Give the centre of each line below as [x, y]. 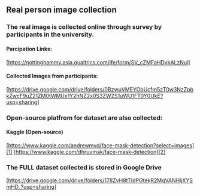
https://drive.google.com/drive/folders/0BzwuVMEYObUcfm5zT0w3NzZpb [101, 89]
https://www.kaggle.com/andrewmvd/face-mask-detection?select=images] [101, 145]
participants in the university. [50, 34]
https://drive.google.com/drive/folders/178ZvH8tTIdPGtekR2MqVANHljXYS [101, 180]
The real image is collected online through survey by [84, 27]
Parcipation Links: [29, 49]
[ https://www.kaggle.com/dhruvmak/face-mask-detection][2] [90, 152]
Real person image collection [61, 10]
